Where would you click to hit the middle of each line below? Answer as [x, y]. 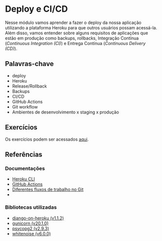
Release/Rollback [29, 86]
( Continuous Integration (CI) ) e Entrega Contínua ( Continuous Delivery [75, 43]
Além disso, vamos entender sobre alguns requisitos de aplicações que [77, 33]
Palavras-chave [29, 64]
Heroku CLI [23, 179]
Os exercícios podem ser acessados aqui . [47, 139]
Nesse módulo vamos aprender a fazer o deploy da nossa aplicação [73, 22]
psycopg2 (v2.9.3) [31, 228]
